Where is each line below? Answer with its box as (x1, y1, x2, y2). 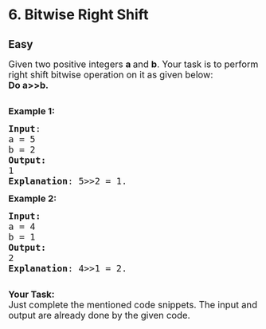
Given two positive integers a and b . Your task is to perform (8, 58, 259, 69)
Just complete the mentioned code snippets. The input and (8, 299, 257, 311)
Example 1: (8, 105, 56, 117)
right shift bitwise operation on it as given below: (8, 69, 213, 81)
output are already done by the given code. (8, 310, 191, 321)
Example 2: (8, 193, 57, 204)
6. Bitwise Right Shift (8, 6, 149, 24)
